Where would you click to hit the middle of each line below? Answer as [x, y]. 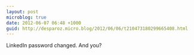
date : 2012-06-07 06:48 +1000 [44, 23]
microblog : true [26, 17]
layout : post [22, 12]
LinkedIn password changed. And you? [54, 45]
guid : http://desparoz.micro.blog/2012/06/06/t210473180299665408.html [97, 28]
